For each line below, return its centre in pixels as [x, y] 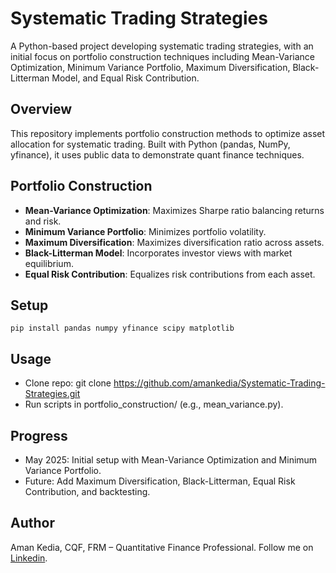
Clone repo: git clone [68, 383]
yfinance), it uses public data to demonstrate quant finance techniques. [157, 154]
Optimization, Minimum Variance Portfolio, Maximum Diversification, [150, 67]
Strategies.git [52, 394]
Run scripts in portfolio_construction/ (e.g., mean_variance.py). [154, 404]
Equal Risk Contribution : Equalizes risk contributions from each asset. [170, 274]
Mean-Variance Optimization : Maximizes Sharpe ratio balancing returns [174, 210]
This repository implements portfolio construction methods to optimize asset [168, 133]
